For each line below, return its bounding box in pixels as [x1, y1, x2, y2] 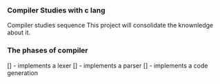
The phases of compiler [7, 45, 88, 55]
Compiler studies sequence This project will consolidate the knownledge [7, 21, 214, 30]
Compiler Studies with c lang [7, 6, 106, 15]
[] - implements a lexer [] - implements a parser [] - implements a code [7, 61, 208, 70]
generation [7, 68, 38, 77]
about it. [7, 28, 31, 36]
